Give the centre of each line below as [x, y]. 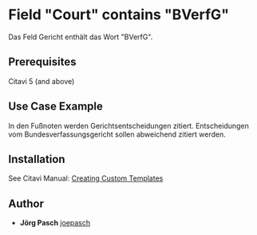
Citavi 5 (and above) [42, 81]
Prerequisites [42, 62]
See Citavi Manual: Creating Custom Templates [86, 178]
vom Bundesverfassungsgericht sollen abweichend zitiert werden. [117, 134]
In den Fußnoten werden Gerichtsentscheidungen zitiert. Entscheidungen [128, 125]
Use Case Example [56, 107]
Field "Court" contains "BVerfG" [119, 15]
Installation [37, 159]
